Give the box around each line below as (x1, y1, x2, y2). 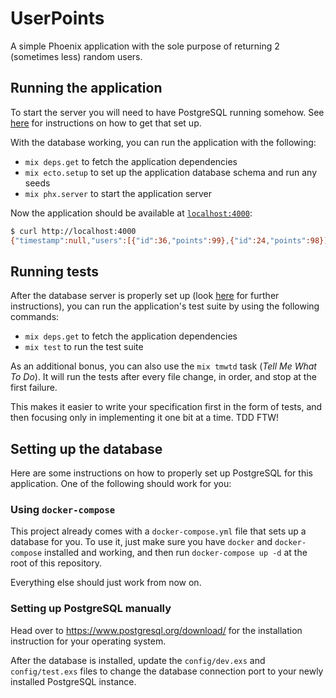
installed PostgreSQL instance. (10, 675, 137, 687)
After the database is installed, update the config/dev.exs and (10, 654, 266, 666)
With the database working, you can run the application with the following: (10, 136, 317, 148)
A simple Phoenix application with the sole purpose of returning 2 (10, 40, 280, 52)
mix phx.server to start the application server (24, 187, 213, 199)
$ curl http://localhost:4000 (10, 226, 137, 236)
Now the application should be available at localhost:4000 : (10, 207, 253, 219)
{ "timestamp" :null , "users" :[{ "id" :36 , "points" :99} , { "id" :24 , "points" (10, 235, 307, 246)
